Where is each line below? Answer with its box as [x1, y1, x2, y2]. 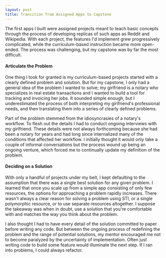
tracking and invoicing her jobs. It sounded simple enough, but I [5, 95, 135, 101]
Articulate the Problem [5, 63, 53, 69]
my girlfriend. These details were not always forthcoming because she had [5, 126, 158, 132]
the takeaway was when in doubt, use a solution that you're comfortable [5, 206, 152, 212]
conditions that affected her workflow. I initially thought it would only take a [5, 136, 158, 142]
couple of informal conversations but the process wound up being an [5, 142, 146, 148]
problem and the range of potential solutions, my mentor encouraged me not [5, 231, 161, 237]
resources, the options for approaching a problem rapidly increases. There [5, 190, 157, 196]
